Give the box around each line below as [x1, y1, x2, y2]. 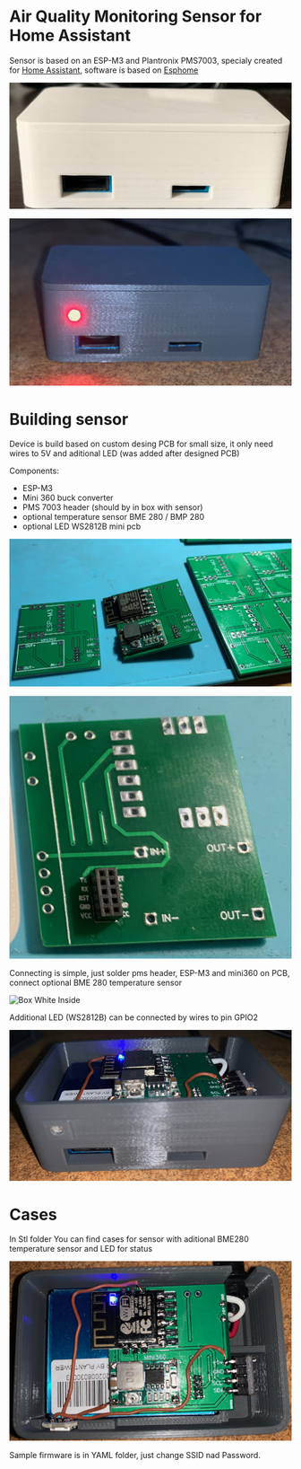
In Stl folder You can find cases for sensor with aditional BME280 [9, 1234, 249, 1245]
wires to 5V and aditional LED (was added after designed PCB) [9, 448, 240, 459]
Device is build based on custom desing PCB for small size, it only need [9, 438, 273, 450]
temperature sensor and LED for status [9, 1244, 153, 1254]
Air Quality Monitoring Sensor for [9, 6, 262, 27]
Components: [9, 465, 60, 477]
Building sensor [9, 409, 129, 429]
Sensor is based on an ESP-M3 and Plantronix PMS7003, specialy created [9, 55, 283, 66]
